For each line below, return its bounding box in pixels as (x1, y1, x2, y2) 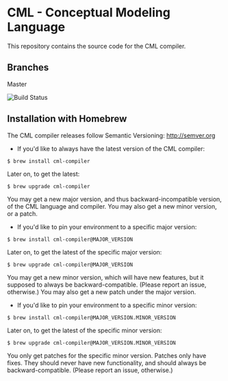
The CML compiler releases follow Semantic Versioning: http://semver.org (7, 131, 216, 140)
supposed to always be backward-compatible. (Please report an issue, (7, 280, 207, 289)
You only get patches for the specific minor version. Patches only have (7, 351, 207, 360)
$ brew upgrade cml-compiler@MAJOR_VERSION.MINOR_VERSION (7, 339, 176, 346)
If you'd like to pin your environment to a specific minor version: (16, 301, 197, 309)
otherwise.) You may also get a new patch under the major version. (7, 287, 197, 295)
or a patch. (7, 209, 38, 218)
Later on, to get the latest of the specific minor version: (7, 326, 162, 334)
